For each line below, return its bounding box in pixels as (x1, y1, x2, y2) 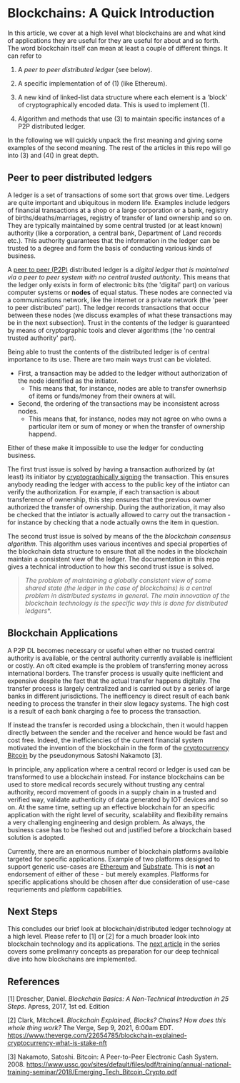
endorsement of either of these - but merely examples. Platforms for (7, 869, 209, 878)
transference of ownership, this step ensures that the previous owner (7, 495, 211, 504)
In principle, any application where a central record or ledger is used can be (7, 764, 231, 773)
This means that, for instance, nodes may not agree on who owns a (28, 414, 227, 423)
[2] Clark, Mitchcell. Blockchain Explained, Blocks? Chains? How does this (7, 1016, 226, 1024)
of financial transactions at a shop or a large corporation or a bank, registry (7, 206, 229, 214)
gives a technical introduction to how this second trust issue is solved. (7, 562, 214, 571)
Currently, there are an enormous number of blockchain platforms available (7, 847, 229, 855)
